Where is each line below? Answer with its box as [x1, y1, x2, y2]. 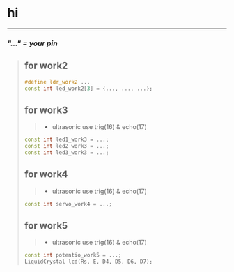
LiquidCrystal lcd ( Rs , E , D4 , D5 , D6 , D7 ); [24, 258, 153, 266]
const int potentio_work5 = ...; [24, 252, 122, 259]
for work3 [24, 104, 68, 116]
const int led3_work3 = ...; [24, 149, 109, 156]
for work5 [24, 220, 68, 232]
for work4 [24, 169, 68, 181]
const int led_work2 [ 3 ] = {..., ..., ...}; [24, 85, 153, 92]
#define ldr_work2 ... [24, 78, 91, 85]
